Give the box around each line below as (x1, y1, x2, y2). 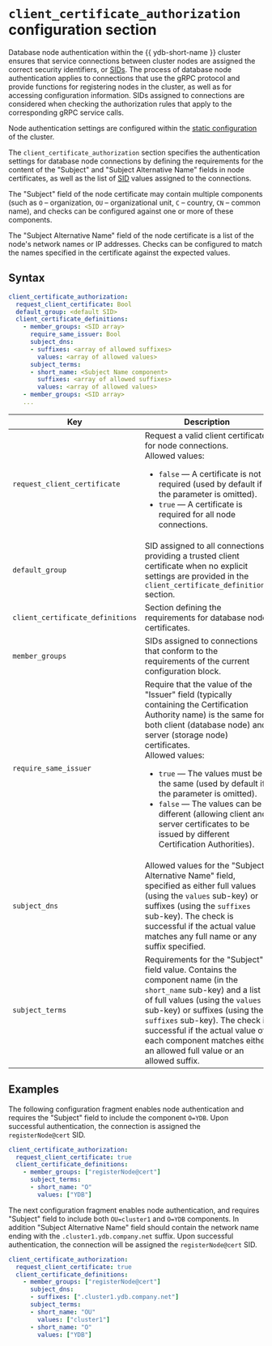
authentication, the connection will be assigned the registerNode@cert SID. (8, 1239, 257, 1249)
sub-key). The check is (144, 910, 234, 921)
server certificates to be (158, 818, 250, 830)
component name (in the (144, 974, 239, 985)
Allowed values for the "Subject (144, 860, 265, 871)
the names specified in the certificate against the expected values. (8, 248, 231, 257)
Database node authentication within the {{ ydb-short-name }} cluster (8, 47, 241, 57)
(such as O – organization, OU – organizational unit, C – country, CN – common (8, 197, 261, 207)
